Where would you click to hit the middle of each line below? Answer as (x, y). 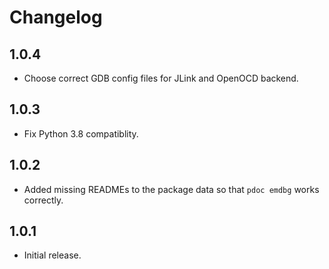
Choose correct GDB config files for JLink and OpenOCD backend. (161, 78)
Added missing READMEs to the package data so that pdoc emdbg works (171, 189)
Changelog (56, 17)
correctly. (43, 200)
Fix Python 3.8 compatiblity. (81, 133)
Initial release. (52, 255)
